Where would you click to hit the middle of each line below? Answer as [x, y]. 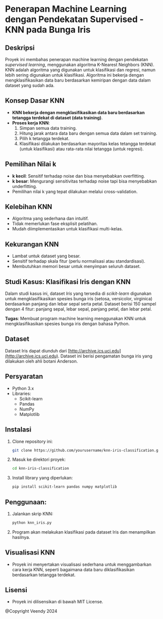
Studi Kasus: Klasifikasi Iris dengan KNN [68, 282]
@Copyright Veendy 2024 [31, 611]
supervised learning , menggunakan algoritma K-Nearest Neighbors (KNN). [80, 65]
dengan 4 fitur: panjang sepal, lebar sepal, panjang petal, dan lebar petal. [79, 309]
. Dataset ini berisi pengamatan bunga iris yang [105, 356]
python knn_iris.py [32, 523]
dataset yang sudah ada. [30, 85]
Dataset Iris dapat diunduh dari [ [37, 351]
